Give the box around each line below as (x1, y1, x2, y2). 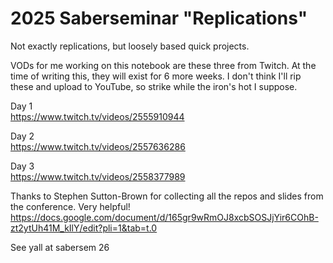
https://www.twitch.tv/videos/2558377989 (10, 170, 186, 182)
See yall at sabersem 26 (10, 241, 110, 253)
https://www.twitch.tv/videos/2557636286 (10, 140, 186, 152)
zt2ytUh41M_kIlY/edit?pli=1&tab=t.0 (10, 222, 158, 234)
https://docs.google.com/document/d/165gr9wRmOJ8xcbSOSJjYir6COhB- (10, 211, 319, 223)
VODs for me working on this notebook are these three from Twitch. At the (10, 59, 317, 71)
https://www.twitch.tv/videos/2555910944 (10, 110, 185, 122)
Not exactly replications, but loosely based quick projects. (10, 40, 250, 52)
